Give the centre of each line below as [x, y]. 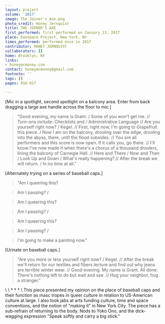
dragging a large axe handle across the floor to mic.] [58, 107]
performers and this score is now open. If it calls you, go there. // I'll [86, 142]
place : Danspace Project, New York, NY [46, 38]
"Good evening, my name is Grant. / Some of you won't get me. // [83, 116]
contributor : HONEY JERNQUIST [36, 46]
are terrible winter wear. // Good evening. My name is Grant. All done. [88, 270]
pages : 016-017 [21, 83]
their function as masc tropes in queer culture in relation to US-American [79, 295]
